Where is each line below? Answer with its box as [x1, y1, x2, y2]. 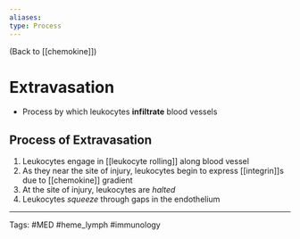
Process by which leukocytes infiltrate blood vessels [21, 106, 218, 117]
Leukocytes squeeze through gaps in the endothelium [21, 194, 221, 205]
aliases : [9, 12, 42, 22]
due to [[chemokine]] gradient [21, 175, 133, 185]
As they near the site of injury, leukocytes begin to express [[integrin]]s [21, 166, 284, 177]
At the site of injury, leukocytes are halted [21, 185, 176, 195]
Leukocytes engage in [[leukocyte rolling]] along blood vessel [21, 156, 250, 167]
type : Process [9, 21, 62, 30]
